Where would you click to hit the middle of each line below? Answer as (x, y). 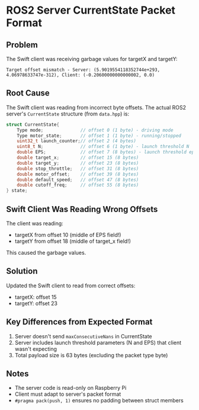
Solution (22, 271)
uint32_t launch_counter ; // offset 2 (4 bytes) (76, 141)
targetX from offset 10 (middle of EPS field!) (68, 235)
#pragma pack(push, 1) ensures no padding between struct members (99, 401)
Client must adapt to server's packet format (68, 394)
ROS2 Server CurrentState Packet (91, 10)
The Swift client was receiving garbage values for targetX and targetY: (92, 59)
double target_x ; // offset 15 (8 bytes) (78, 158)
